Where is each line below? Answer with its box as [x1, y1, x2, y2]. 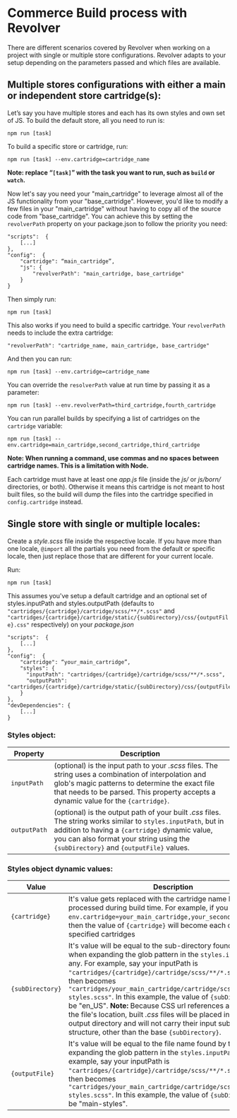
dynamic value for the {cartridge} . [54, 796, 170, 806]
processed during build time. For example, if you [68, 903, 229, 912]
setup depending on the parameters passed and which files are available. [7, 58, 221, 66]
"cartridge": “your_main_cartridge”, [20, 658, 131, 665]
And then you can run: [7, 355, 72, 363]
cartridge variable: [7, 422, 63, 430]
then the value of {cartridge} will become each [68, 920, 226, 930]
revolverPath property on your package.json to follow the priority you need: [7, 219, 228, 227]
